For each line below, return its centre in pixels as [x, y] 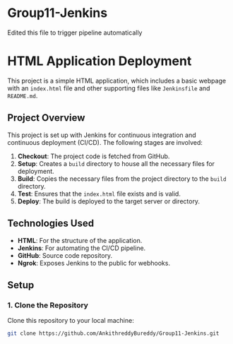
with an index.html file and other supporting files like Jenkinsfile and [109, 88]
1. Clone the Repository [48, 305]
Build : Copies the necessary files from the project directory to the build [122, 179]
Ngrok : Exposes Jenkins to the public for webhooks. [94, 263]
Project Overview [46, 118]
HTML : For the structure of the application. [80, 240]
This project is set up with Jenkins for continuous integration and [102, 135]
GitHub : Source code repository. [65, 255]
